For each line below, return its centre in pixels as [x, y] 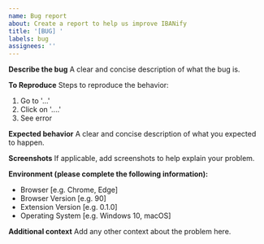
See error [36, 118]
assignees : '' [32, 46]
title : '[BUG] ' [36, 31]
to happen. [26, 142]
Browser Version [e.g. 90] [63, 198]
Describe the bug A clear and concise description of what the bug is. [124, 69]
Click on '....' [41, 110]
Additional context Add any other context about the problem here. [120, 232]
